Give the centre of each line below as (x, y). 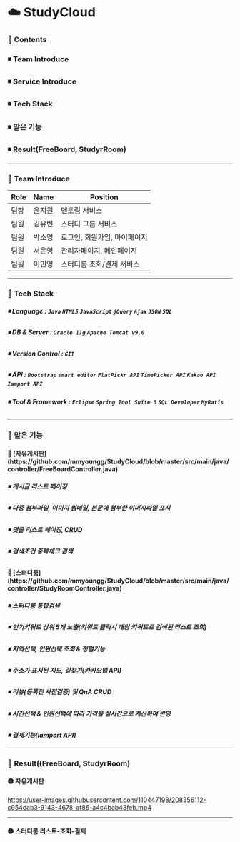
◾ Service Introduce (42, 81)
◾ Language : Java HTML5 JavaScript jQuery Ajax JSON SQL (90, 311)
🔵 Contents (27, 40)
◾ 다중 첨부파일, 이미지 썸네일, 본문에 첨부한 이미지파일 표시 (89, 508)
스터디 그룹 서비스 (89, 224)
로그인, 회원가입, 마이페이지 (104, 237)
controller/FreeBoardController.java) (63, 469)
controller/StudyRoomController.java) (65, 588)
